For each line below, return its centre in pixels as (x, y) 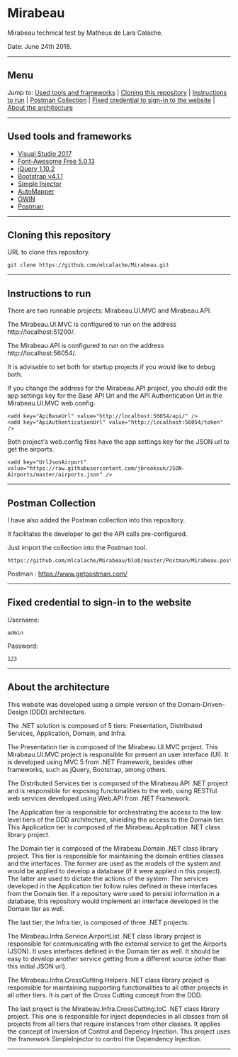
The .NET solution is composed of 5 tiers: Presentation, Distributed (105, 725)
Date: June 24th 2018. (40, 46)
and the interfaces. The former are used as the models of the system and (114, 863)
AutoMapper (36, 191)
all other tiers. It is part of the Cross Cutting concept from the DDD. (105, 995)
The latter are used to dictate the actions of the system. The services (108, 878)
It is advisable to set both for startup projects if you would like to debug (112, 367)
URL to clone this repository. (49, 252)
